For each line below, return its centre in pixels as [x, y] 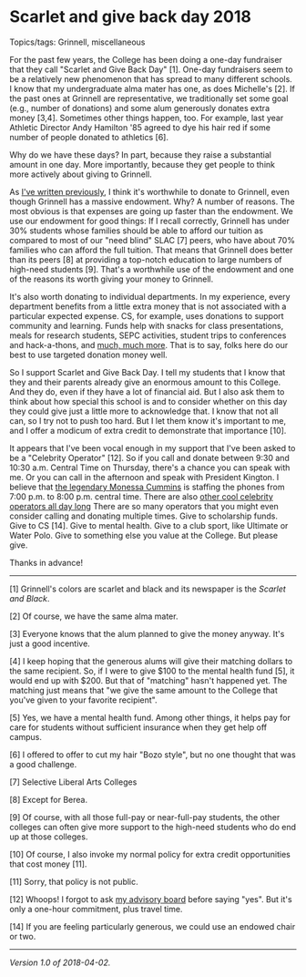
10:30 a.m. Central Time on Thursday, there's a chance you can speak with [150, 468]
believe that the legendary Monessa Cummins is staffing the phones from [147, 487]
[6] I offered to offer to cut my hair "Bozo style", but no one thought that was [153, 755]
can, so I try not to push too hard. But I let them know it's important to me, [148, 420]
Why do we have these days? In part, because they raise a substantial [140, 154]
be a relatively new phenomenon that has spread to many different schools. [151, 78]
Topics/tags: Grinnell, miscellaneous [77, 42]
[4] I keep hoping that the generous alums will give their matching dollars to [151, 661]
